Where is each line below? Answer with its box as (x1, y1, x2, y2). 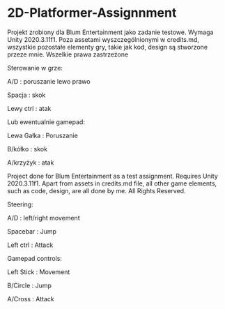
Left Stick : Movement (7, 267, 70, 276)
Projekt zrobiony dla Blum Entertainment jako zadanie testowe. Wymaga (7, 28, 214, 36)
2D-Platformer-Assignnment (7, 5, 177, 21)
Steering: (7, 200, 33, 209)
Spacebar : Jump (7, 227, 57, 235)
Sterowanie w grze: (7, 63, 63, 72)
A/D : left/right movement (7, 213, 80, 222)
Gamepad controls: (7, 254, 63, 262)
